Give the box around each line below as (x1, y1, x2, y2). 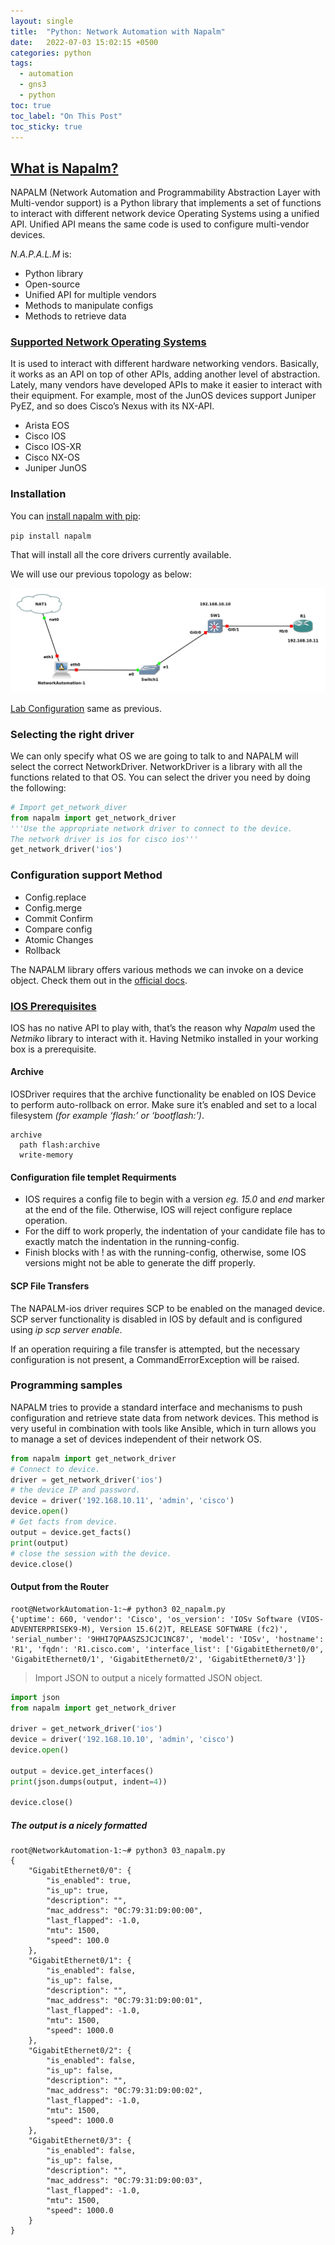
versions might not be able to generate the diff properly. (24, 1257, 256, 1269)
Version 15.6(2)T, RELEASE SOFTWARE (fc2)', (99, 1624, 288, 1634)
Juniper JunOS (24, 462, 87, 474)
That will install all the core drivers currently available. (10, 548, 232, 560)
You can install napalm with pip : (10, 510, 142, 522)
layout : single (10, 16, 74, 26)
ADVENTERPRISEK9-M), (10, 1624, 97, 1634)
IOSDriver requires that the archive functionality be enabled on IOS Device (10, 1088, 317, 1100)
